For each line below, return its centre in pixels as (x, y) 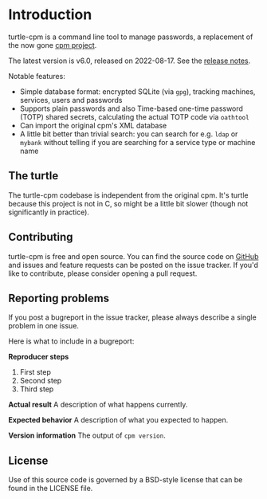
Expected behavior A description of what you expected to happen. (118, 420)
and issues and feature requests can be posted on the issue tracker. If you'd (133, 265)
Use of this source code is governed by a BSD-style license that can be (126, 480)
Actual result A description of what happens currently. (98, 405)
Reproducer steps (39, 357)
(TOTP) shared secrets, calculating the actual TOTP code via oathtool (134, 116)
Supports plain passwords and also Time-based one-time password (131, 108)
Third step (37, 389)
